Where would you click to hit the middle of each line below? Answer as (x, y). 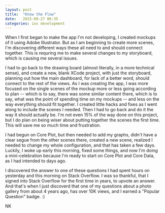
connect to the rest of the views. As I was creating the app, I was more (77, 84)
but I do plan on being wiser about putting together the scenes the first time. (82, 120)
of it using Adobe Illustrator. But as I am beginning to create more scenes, (80, 43)
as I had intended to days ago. (36, 161)
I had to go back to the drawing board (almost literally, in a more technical (80, 68)
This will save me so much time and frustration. (53, 125)
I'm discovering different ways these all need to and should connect (74, 48)
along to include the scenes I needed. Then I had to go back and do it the (79, 110)
